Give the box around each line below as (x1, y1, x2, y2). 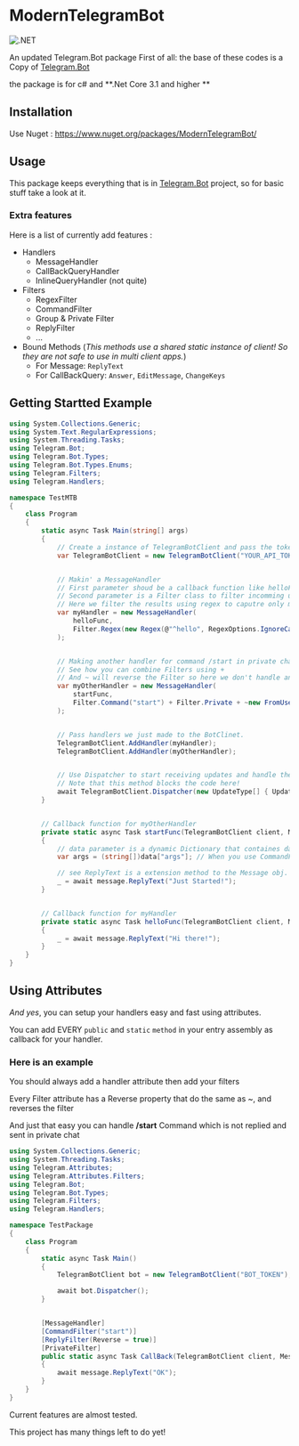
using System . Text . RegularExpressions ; (9, 427, 158, 436)
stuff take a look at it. (9, 187, 86, 198)
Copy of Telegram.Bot (9, 61, 91, 72)
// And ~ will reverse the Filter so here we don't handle (56, 673, 280, 682)
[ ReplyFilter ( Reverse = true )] (41, 1335, 158, 1344)
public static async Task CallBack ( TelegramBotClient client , (41, 1352, 277, 1361)
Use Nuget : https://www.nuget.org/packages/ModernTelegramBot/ (9, 128, 257, 139)
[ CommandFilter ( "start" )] (41, 1327, 138, 1336)
